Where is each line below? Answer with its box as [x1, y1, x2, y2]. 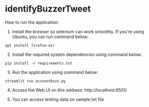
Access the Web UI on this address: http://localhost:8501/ [12, 87, 127, 93]
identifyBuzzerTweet [5, 3, 91, 14]
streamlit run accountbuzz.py [5, 79, 66, 83]
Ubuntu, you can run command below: [12, 34, 89, 40]
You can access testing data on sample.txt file [12, 96, 104, 102]
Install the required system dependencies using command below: [12, 52, 142, 57]
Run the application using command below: [12, 69, 98, 75]
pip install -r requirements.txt [5, 61, 73, 66]
